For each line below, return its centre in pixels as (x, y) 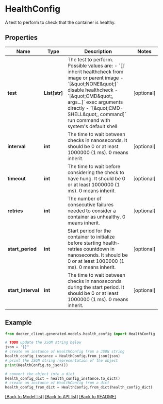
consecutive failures (91, 204)
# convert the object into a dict (40, 374)
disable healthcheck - (93, 90)
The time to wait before (94, 166)
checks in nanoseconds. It (98, 140)
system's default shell (92, 126)
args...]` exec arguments (95, 102)
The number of (85, 199)
